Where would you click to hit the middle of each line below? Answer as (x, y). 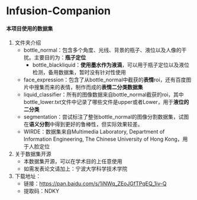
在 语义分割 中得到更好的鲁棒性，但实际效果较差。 (83, 124)
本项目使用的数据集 (30, 28)
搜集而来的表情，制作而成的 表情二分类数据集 (88, 87)
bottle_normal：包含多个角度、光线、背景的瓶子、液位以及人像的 (102, 50)
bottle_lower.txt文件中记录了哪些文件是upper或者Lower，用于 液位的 (106, 102)
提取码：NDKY (41, 191)
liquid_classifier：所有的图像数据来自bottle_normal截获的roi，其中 (104, 95)
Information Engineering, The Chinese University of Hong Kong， (103, 139)
